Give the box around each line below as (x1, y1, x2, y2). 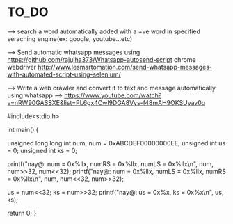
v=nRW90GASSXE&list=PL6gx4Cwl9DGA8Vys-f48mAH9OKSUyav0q (7, 98, 206, 106)
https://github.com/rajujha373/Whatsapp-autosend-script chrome (7, 55, 196, 63)
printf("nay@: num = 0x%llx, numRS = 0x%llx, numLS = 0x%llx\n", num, (7, 159, 214, 168)
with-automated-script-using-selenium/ (7, 70, 122, 79)
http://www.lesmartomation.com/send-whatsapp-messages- (38, 63, 213, 71)
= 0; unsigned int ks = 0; (7, 146, 78, 154)
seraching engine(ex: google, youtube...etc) (7, 34, 133, 42)
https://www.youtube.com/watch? (63, 91, 162, 99)
